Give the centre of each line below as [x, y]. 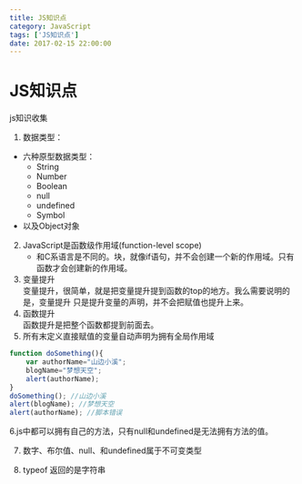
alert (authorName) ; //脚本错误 [66, 413]
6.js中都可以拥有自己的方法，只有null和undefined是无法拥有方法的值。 [141, 431]
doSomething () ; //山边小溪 [58, 396]
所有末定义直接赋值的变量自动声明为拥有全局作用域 [118, 337]
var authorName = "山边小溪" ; [76, 362]
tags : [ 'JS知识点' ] [44, 35]
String [47, 167]
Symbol [50, 216]
